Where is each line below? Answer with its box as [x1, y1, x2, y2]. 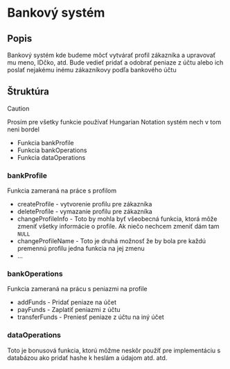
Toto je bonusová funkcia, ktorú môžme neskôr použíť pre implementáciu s [7, 346, 221, 354]
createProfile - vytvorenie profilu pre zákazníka [17, 200, 152, 208]
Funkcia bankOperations [17, 146, 87, 154]
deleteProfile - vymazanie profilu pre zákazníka [17, 207, 152, 216]
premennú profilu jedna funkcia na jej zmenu [17, 245, 145, 253]
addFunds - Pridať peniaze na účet [17, 298, 116, 306]
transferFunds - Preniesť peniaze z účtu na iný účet [17, 313, 164, 321]
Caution [7, 104, 30, 113]
